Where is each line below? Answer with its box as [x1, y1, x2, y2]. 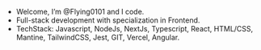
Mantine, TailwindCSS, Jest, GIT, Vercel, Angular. [15, 32, 180, 42]
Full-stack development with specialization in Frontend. [15, 15, 200, 25]
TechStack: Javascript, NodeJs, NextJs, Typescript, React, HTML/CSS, [15, 24, 254, 33]
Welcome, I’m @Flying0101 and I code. [15, 7, 145, 16]
